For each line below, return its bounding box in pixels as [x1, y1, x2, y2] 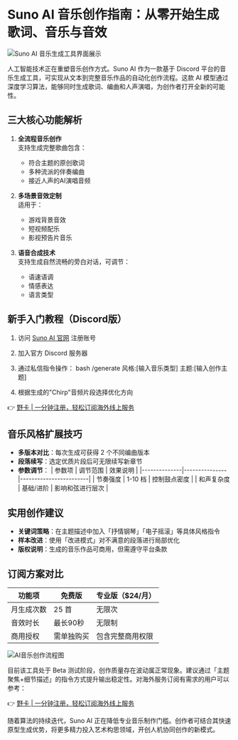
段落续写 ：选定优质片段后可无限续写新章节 [17, 457, 143, 466]
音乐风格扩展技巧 [7, 428, 82, 440]
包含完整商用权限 [96, 632, 154, 641]
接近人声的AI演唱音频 [28, 176, 91, 185]
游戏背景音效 [28, 215, 66, 224]
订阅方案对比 [7, 567, 64, 580]
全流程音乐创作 [17, 134, 62, 143]
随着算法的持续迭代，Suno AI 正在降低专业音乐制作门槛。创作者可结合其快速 [7, 716, 232, 724]
